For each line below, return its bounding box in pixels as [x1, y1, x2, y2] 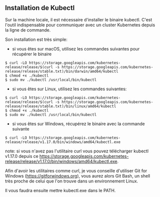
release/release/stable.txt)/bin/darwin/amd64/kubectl [5, 69, 119, 74]
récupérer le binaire [12, 51, 52, 57]
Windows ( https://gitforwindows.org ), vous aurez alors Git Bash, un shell [5, 173, 150, 179]
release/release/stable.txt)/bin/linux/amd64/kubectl [5, 104, 117, 109]
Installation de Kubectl [5, 4, 75, 12]
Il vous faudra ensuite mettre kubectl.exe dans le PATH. [5, 187, 116, 193]
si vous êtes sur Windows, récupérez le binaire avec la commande [12, 121, 145, 127]
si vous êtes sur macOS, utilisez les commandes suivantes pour [12, 46, 140, 51]
